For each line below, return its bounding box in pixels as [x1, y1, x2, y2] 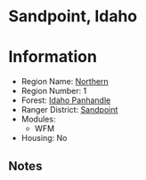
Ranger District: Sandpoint [20, 105, 118, 115]
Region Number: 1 [20, 86, 87, 97]
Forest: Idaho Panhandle [20, 95, 111, 106]
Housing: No [20, 133, 68, 144]
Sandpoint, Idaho [8, 6, 138, 27]
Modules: [20, 113, 56, 125]
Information [8, 47, 97, 67]
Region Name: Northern [20, 76, 109, 87]
